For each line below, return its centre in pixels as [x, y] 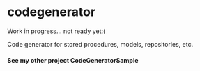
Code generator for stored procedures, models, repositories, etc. [100, 44]
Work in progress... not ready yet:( [56, 31]
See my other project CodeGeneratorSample [73, 60]
